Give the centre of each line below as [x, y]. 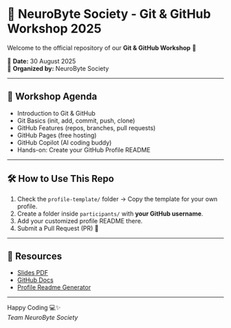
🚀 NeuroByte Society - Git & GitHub [109, 14]
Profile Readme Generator [54, 287]
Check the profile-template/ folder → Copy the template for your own [117, 198]
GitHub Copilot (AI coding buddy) [64, 142]
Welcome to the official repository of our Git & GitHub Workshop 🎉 [102, 48]
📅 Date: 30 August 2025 [42, 61]
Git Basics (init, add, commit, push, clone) [76, 121]
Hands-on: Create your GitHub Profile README [84, 150]
